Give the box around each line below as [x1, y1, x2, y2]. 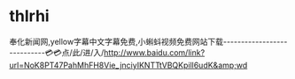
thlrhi [9, 6, 50, 26]
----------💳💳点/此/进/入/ [9, 47, 105, 58]
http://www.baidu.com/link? [103, 47, 206, 58]
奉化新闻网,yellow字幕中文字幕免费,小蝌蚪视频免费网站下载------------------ [9, 36, 288, 47]
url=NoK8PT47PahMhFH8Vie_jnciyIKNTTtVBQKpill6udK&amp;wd [9, 60, 248, 70]
